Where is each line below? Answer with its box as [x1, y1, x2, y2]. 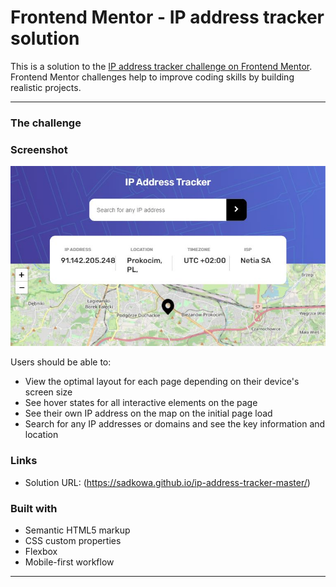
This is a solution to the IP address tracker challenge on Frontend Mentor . [10, 60, 313, 72]
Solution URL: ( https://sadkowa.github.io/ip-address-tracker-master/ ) [24, 476, 311, 488]
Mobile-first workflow [24, 556, 115, 568]
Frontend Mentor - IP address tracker [10, 6, 325, 29]
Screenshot [10, 142, 68, 156]
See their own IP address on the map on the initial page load [24, 407, 273, 420]
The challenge [10, 116, 82, 130]
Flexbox [24, 545, 58, 557]
